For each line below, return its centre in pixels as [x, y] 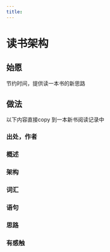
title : [14, 12]
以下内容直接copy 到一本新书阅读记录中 [55, 120]
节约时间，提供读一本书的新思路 [46, 83]
